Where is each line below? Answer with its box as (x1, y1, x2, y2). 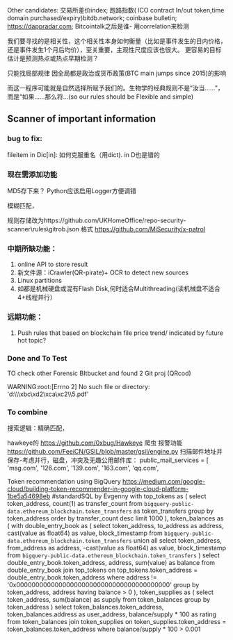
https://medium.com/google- (122, 477, 206, 486)
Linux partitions (17, 277, 63, 285)
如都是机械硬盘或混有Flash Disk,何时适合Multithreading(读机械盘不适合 (17, 284, 220, 293)
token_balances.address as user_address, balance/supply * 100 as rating (7, 610, 217, 618)
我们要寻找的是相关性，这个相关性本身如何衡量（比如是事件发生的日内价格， (7, 37, 227, 45)
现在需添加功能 (7, 170, 58, 179)
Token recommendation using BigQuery (7, 477, 122, 486)
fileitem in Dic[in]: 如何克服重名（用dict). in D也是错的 (7, 150, 160, 158)
